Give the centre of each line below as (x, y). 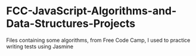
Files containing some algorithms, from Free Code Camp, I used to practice (98, 40)
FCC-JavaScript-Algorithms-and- (91, 11)
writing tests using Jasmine (40, 46)
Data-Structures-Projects (71, 24)
